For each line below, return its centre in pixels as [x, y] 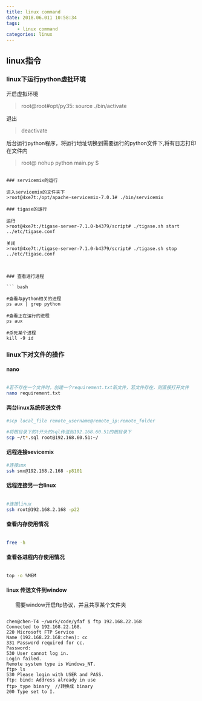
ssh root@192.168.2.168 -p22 [43, 510]
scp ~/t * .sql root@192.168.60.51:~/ [52, 438]
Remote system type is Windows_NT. [51, 664]
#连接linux [19, 504]
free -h [16, 543]
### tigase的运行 [27, 209]
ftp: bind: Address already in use [51, 680]
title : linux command [34, 12]
